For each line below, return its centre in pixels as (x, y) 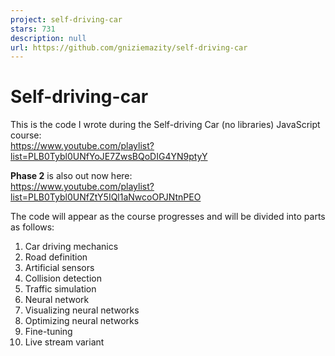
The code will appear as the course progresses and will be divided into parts (168, 217)
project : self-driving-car (66, 19)
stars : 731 (33, 29)
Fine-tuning (48, 332)
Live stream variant (64, 342)
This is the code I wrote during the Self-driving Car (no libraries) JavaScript (165, 125)
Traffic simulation (60, 289)
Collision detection (63, 278)
